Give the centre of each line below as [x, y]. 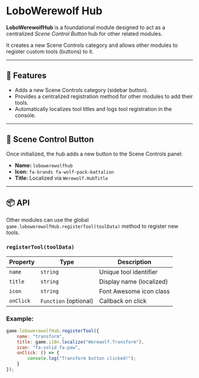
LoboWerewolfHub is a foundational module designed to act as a [86, 27]
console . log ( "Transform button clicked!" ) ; [82, 358]
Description [134, 262]
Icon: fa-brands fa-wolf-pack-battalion [64, 171]
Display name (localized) [134, 281]
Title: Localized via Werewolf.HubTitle [61, 178]
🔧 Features [26, 76]
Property [22, 262]
